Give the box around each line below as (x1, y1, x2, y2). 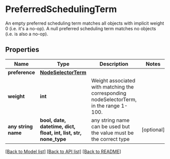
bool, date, (39, 117, 66, 124)
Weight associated (91, 77, 136, 84)
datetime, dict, (39, 123, 76, 130)
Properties (5, 45, 39, 54)
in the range (91, 102, 120, 109)
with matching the (91, 83, 134, 90)
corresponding (91, 90, 126, 97)
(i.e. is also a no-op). (5, 31, 49, 37)
